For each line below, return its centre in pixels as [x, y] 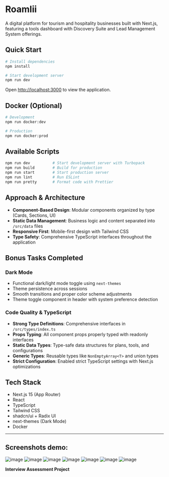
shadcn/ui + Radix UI [34, 416]
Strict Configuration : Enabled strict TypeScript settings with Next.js [83, 361]
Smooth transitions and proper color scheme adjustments [72, 294]
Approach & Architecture [45, 198]
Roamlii [21, 9]
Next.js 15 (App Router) [36, 395]
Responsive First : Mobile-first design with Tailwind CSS [71, 231]
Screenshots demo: [37, 447]
